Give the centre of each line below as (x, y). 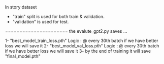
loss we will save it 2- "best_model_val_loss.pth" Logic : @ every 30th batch (82, 46)
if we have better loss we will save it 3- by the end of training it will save (78, 51)
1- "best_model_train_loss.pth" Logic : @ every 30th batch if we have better (82, 41)
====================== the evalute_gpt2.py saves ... (66, 31)
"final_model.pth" (23, 56)
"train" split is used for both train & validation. (58, 16)
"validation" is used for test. (40, 22)
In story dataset (21, 7)
